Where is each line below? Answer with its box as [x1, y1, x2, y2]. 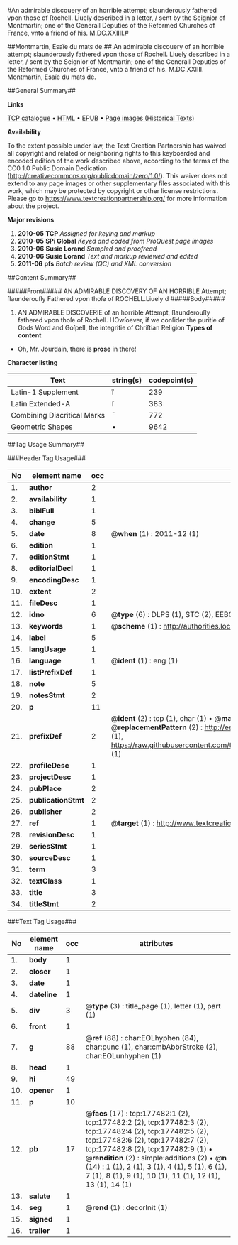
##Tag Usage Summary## [7, 440, 85, 448]
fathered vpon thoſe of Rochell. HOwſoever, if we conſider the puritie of [17, 316, 225, 324]
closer [29, 967, 51, 976]
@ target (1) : [110, 818, 155, 828]
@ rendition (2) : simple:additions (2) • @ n [85, 1153, 227, 1163]
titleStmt [29, 899, 59, 908]
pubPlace [29, 784, 62, 793]
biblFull [29, 506, 55, 516]
